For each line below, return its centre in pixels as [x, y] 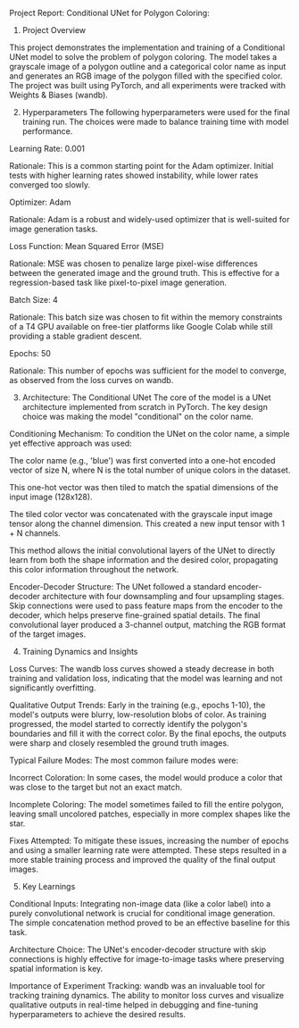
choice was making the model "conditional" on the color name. [138, 416]
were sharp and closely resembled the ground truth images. [119, 743]
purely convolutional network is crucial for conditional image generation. [142, 913]
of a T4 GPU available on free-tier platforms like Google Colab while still [141, 326]
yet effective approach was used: [71, 443]
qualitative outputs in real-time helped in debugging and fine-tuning [134, 1005]
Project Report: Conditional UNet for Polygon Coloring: [109, 13]
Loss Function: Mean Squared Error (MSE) [87, 246]
